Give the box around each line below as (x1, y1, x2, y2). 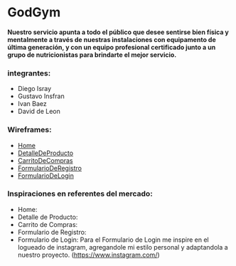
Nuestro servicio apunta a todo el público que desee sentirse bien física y (7, 28, 230, 36)
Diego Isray (17, 85, 52, 93)
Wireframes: (7, 125, 52, 135)
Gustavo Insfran (17, 92, 65, 100)
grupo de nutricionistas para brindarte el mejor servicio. (7, 50, 177, 59)
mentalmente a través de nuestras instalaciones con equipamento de (7, 35, 216, 43)
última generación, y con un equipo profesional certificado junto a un (7, 43, 216, 51)
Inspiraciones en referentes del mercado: (7, 189, 153, 199)
